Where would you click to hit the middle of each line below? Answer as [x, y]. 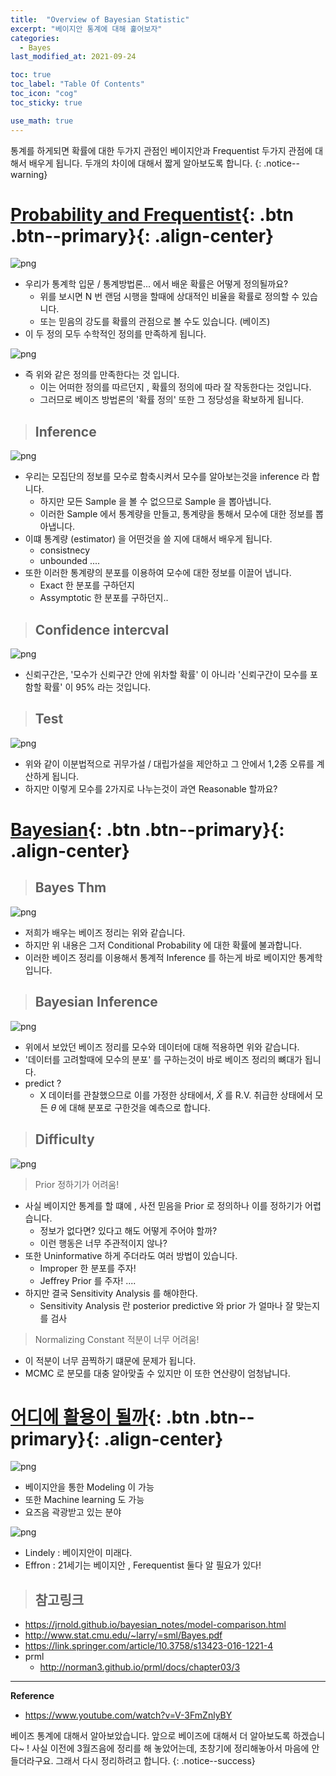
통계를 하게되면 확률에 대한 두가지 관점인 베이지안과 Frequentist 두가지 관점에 [161, 150]
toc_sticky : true [46, 102]
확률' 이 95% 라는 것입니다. [97, 687]
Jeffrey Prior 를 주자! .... [88, 1280]
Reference [32, 1696]
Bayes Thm [70, 887]
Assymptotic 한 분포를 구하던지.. [104, 598]
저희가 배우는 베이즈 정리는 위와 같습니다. [105, 932]
